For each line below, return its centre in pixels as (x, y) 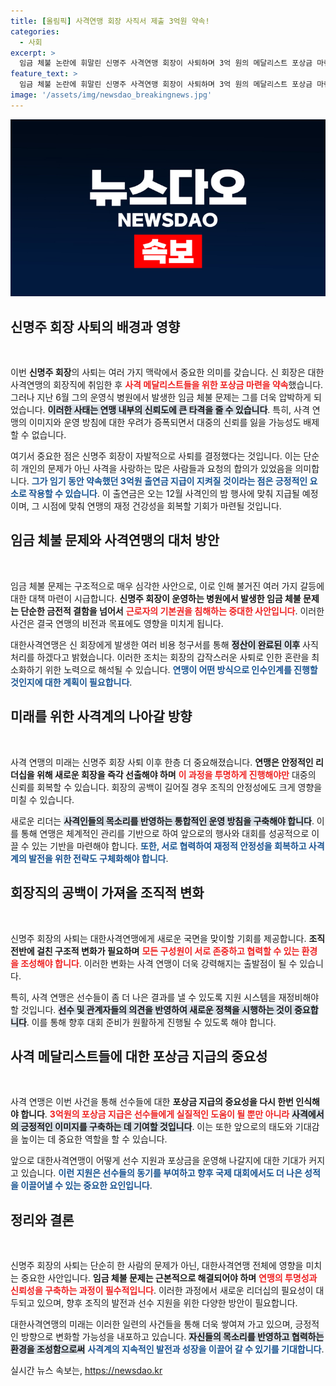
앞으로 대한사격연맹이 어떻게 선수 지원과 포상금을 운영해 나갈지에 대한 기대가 (158, 1161)
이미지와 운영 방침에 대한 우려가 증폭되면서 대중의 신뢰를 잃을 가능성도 (165, 422)
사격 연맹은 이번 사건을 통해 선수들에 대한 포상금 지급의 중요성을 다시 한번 (152, 1102)
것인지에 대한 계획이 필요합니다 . (71, 682)
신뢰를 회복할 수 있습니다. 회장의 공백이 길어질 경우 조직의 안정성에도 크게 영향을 (166, 787)
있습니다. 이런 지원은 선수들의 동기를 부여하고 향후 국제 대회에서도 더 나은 (161, 1173)
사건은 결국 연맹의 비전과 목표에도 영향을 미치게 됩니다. (117, 623)
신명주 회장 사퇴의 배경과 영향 (95, 326)
